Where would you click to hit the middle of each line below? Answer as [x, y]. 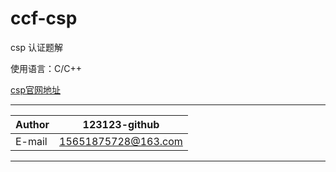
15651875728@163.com [121, 141]
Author [32, 124]
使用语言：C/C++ [46, 68]
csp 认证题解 [36, 47]
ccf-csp [44, 18]
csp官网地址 [35, 89]
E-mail [31, 141]
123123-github [121, 124]
